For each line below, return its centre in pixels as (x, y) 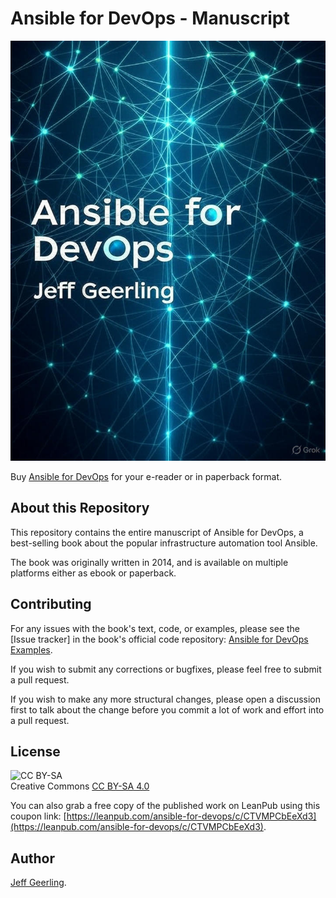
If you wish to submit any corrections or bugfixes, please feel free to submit (166, 669)
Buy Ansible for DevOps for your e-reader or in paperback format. (146, 476)
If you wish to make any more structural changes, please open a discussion (166, 699)
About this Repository (80, 508)
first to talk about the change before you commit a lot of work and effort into (167, 709)
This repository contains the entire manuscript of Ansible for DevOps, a (157, 532)
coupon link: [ (38, 816)
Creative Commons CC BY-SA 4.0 (80, 786)
